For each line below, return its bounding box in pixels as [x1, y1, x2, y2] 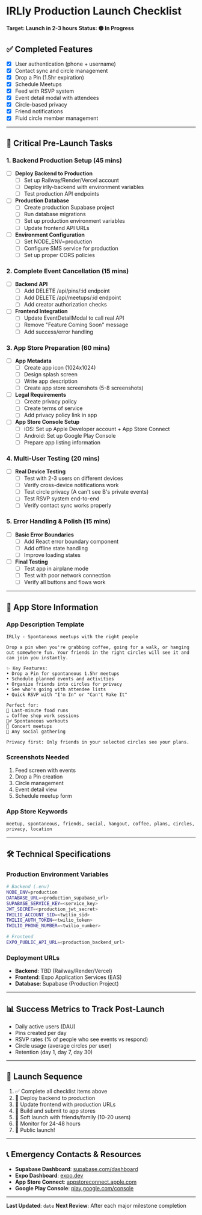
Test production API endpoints [23, 190, 99, 197]
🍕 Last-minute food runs [6, 707, 69, 713]
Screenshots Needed [6, 753, 69, 761]
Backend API [14, 281, 48, 288]
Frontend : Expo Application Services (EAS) [14, 974, 122, 981]
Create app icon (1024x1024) [23, 364, 96, 371]
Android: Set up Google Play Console [23, 432, 116, 439]
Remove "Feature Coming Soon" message [23, 321, 129, 329]
